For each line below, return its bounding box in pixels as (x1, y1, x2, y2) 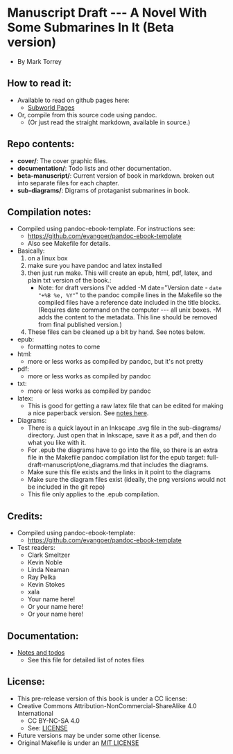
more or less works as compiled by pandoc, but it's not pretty (27, 358, 204, 366)
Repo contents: (7, 138, 75, 150)
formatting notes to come (27, 342, 101, 351)
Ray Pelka (27, 573, 56, 581)
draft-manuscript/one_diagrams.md (27, 460, 130, 469)
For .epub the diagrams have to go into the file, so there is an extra (27, 446, 218, 454)
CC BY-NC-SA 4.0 (27, 717, 80, 725)
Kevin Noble (27, 558, 62, 567)
